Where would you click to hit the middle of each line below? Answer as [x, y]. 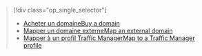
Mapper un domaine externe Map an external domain [98, 31]
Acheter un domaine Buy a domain [71, 23]
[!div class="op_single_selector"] [60, 10]
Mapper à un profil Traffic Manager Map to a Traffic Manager [109, 38]
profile [32, 45]
